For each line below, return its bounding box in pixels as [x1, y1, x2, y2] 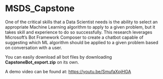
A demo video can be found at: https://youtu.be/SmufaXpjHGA [5, 68, 131, 74]
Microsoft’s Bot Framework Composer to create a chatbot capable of [5, 34, 143, 40]
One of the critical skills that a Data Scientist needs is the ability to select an [5, 19, 158, 25]
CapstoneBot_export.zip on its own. [5, 59, 79, 65]
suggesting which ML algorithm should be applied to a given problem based [5, 39, 159, 45]
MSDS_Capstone [5, 3, 75, 14]
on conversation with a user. [5, 45, 62, 50]
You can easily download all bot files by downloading [5, 54, 112, 60]
